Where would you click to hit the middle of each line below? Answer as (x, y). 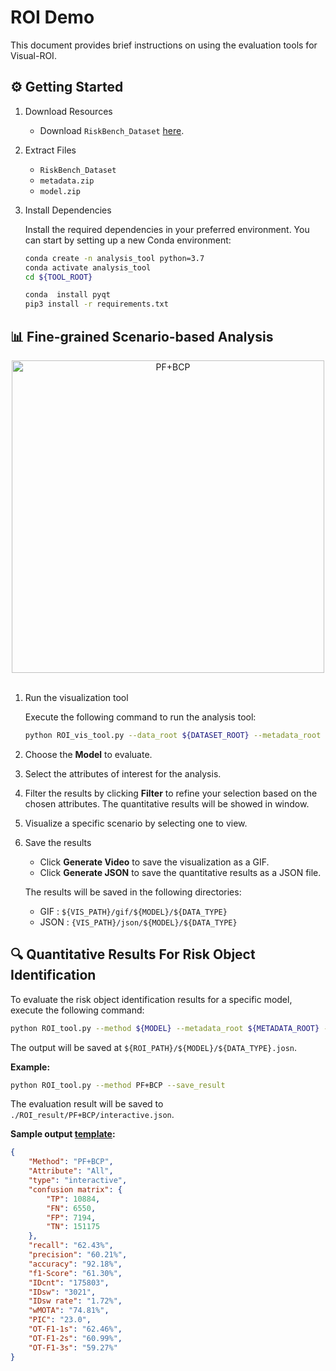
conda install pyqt (67, 295)
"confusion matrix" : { (75, 1189)
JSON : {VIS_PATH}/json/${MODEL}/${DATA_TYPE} (138, 922)
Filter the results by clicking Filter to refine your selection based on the (171, 793)
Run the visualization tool (76, 697)
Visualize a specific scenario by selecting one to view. (136, 823)
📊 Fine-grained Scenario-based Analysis (142, 336)
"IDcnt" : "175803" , (69, 1282)
